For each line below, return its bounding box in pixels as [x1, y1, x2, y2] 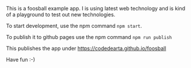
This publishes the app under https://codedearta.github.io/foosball [6, 45, 166, 52]
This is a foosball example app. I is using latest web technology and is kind [6, 5, 186, 12]
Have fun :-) [6, 56, 36, 63]
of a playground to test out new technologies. [6, 11, 116, 18]
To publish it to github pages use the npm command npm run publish [6, 34, 172, 40]
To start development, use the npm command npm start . [6, 23, 142, 29]
